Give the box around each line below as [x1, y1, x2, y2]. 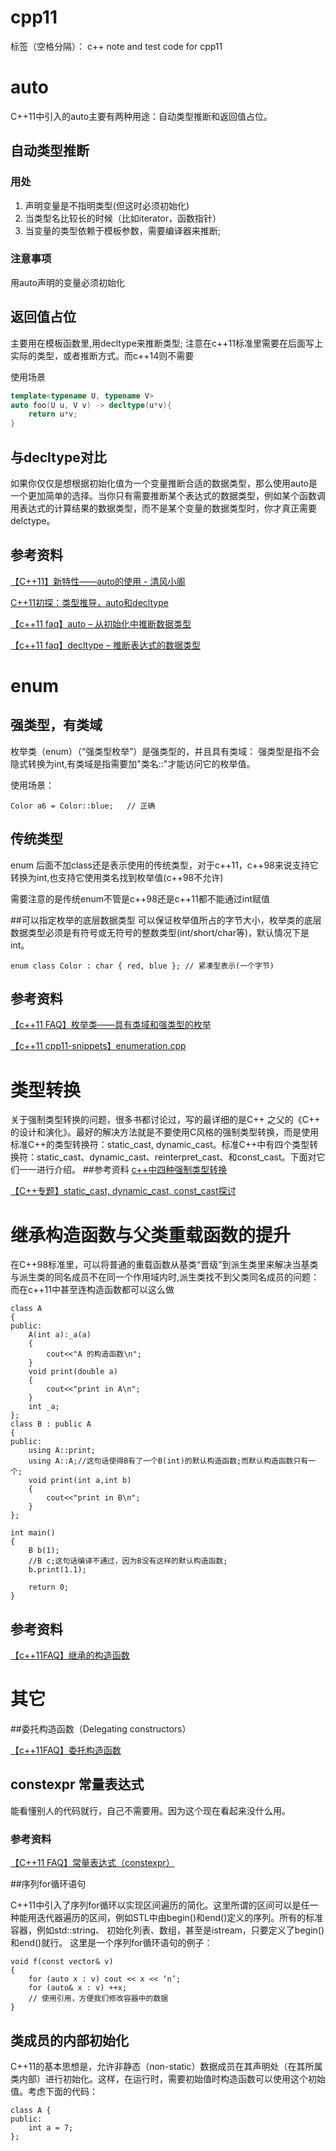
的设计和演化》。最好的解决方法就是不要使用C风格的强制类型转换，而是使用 [10, 1126, 320, 1138]
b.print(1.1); [28, 1565, 87, 1575]
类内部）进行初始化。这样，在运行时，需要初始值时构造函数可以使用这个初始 [10, 2072, 326, 2085]
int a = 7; [28, 2122, 74, 2133]
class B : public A [10, 1419, 92, 1430]
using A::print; [28, 1446, 97, 1456]
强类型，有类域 [10, 717, 103, 734]
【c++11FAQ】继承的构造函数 [10, 1649, 130, 1661]
